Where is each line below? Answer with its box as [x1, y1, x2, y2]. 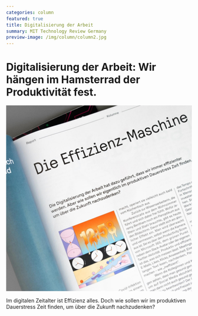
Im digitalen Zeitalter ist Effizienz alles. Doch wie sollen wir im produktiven [6, 297, 186, 304]
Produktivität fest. [6, 85, 97, 99]
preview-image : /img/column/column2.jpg [6, 34, 107, 41]
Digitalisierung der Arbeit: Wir [6, 61, 156, 74]
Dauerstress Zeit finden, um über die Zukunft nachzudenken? [6, 304, 155, 311]
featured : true [6, 15, 44, 22]
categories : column [6, 9, 54, 15]
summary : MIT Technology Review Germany [6, 28, 107, 34]
